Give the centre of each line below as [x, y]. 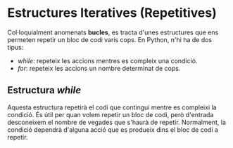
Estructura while [44, 90]
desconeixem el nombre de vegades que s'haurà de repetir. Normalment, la [117, 122]
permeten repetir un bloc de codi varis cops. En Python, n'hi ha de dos [110, 39]
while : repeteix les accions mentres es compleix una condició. [107, 60]
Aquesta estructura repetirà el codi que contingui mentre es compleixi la [112, 107]
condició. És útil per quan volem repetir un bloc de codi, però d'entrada [111, 114]
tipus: [15, 47]
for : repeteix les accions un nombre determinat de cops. [99, 68]
